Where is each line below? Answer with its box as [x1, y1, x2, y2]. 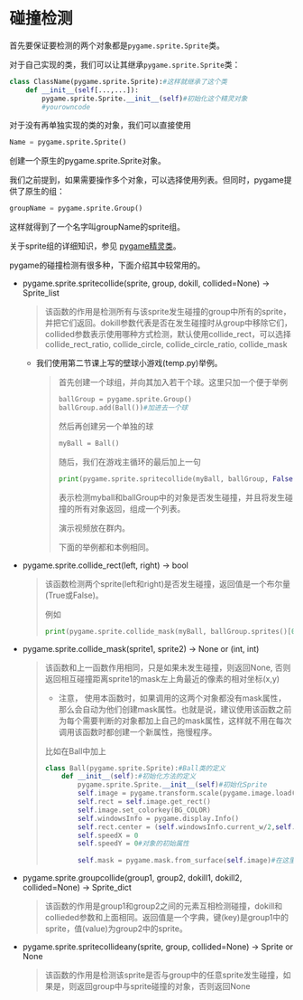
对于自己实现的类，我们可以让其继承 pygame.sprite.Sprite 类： [9, 59, 241, 70]
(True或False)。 [44, 590, 104, 600]
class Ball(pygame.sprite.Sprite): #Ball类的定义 [44, 763, 226, 773]
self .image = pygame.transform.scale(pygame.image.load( [77, 788, 296, 798]
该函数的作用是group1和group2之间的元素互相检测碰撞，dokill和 [44, 901, 282, 911]
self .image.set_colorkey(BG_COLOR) [77, 806, 212, 815]
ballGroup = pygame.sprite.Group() [58, 395, 192, 404]
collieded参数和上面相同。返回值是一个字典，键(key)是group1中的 [44, 912, 289, 923]
